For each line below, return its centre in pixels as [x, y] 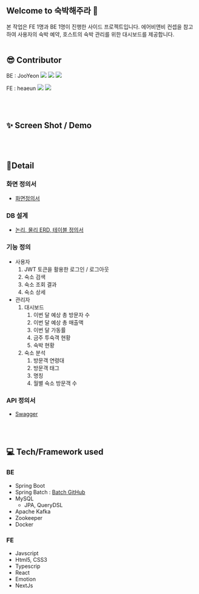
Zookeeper [29, 517]
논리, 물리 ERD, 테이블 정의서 [49, 230]
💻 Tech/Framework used [55, 452]
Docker [24, 524]
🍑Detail [20, 166]
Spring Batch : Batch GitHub [50, 492]
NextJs [24, 585]
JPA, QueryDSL [43, 505]
